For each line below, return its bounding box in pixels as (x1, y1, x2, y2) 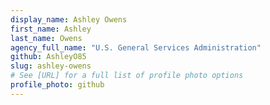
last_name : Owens (10, 33, 83, 43)
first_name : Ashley (10, 24, 92, 34)
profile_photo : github (10, 80, 105, 90)
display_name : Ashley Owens (10, 14, 128, 25)
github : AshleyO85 (10, 52, 87, 62)
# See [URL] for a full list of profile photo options (10, 71, 244, 81)
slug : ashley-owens (10, 61, 92, 71)
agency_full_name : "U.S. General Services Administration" (10, 42, 262, 53)
